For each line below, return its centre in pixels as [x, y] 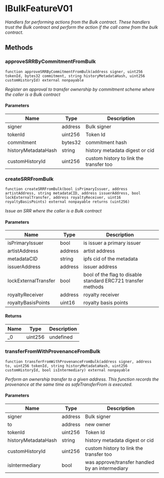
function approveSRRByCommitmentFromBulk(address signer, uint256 [74, 72]
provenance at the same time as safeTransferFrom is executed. [69, 384]
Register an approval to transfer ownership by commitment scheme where [80, 89]
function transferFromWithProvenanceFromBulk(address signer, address [78, 362]
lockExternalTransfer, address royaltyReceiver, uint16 [63, 198]
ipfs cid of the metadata [111, 259]
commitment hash [106, 142]
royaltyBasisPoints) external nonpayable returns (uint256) [68, 202]
